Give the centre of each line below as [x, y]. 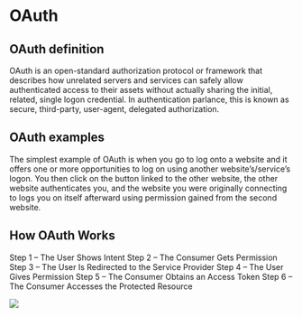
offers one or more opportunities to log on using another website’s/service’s [150, 169]
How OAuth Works [62, 236]
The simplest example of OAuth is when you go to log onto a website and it [148, 159]
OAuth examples [57, 138]
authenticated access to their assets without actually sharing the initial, [141, 90]
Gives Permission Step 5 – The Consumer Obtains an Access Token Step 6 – [151, 276]
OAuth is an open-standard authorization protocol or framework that [136, 70]
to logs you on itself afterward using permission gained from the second [143, 197]
